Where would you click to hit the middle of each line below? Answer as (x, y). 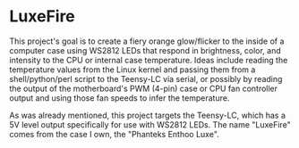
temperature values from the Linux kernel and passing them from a (132, 70)
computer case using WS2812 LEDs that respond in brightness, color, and (145, 50)
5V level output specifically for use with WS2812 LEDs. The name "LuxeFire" (150, 124)
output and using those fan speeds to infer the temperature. (120, 98)
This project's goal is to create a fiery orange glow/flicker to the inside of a (147, 41)
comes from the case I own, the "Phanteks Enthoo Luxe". (114, 134)
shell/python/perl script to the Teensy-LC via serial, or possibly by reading (146, 78)
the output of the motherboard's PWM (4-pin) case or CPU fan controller (144, 88)
